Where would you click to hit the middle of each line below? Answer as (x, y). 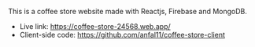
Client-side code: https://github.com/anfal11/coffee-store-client (122, 35)
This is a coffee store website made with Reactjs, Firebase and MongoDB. (128, 11)
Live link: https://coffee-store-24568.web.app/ (95, 26)
